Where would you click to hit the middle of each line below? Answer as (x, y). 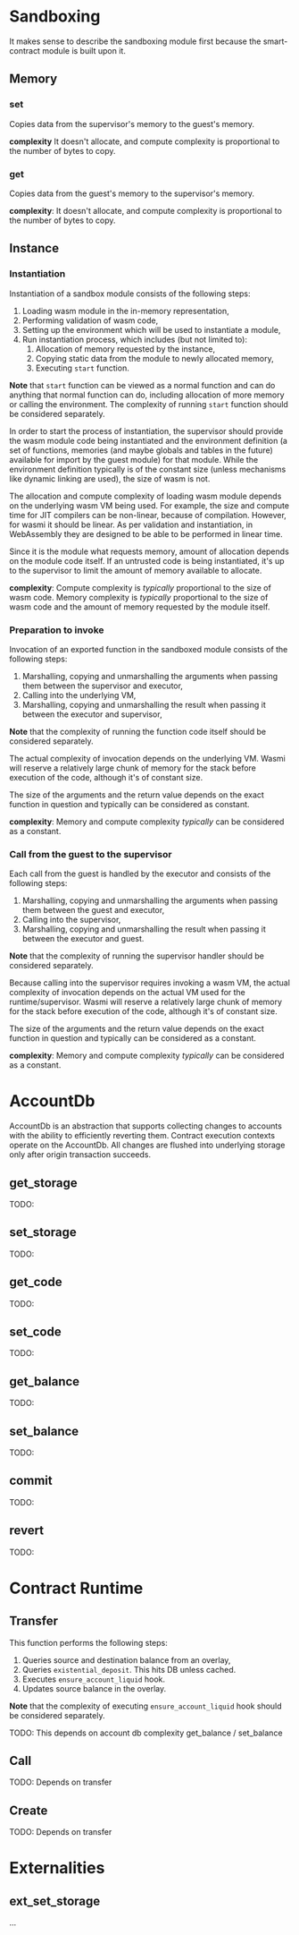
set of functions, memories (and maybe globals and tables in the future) (141, 450)
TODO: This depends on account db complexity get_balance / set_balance (146, 1733)
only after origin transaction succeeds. (80, 1155)
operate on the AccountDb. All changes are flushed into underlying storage (147, 1145)
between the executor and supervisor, (92, 714)
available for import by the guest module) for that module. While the (134, 459)
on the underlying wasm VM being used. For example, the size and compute (149, 505)
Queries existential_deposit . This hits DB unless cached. (129, 1669)
